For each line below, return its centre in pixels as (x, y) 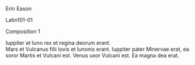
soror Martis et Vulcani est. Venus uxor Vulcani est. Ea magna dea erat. (92, 55)
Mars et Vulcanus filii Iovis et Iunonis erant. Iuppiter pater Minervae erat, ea (97, 49)
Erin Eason (19, 9)
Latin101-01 (19, 20)
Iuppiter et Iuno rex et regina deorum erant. (58, 43)
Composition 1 (23, 31)
